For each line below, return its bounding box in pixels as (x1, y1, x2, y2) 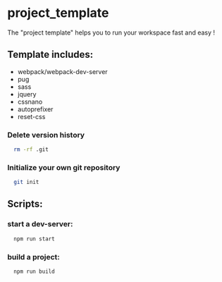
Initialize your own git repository (7, 162, 121, 172)
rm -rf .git (13, 146, 49, 153)
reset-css (17, 112, 46, 121)
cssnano (17, 97, 43, 106)
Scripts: (7, 198, 43, 210)
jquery (17, 90, 37, 98)
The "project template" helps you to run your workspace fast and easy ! (7, 28, 216, 37)
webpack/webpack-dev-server (17, 67, 108, 75)
